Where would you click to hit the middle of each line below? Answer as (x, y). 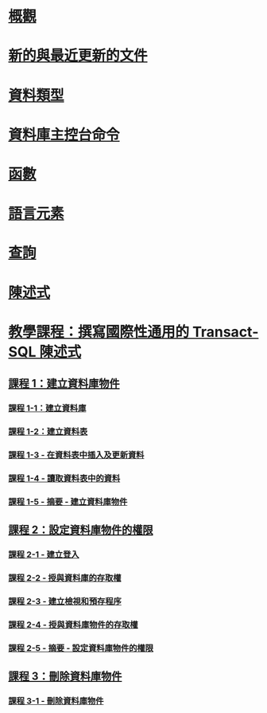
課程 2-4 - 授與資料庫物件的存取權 (73, 625)
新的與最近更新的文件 (78, 56)
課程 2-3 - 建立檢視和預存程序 (65, 601)
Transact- (225, 332)
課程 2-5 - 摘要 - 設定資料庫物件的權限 (81, 648)
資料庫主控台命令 (64, 134)
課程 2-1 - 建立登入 (44, 554)
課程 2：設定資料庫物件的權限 (81, 530)
